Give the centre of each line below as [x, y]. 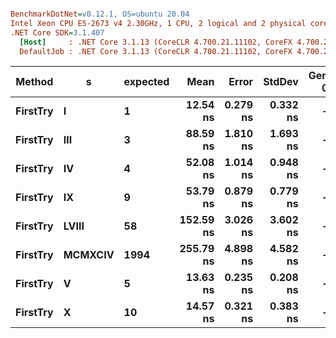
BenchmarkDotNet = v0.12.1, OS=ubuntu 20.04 [100, 14]
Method [34, 82]
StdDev [281, 82]
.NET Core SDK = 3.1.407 [57, 32]
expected [146, 82]
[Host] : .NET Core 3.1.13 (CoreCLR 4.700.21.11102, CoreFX [156, 42]
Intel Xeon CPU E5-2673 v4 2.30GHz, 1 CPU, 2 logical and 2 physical [158, 23]
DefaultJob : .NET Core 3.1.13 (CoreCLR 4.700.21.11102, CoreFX [156, 51]
